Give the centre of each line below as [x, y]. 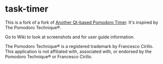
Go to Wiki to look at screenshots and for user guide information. [70, 37]
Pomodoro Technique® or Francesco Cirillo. [49, 56]
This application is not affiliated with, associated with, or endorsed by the [78, 51]
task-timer [27, 9]
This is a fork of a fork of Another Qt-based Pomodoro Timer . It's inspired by [82, 22]
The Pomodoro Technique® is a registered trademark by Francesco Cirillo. [79, 46]
